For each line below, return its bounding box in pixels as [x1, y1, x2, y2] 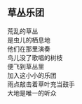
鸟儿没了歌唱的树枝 [7, 53, 63, 62]
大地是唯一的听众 [7, 88, 57, 97]
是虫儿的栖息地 [7, 35, 50, 44]
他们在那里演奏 [7, 45, 50, 53]
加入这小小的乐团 [7, 71, 57, 79]
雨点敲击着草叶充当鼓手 [7, 80, 75, 88]
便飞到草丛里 [7, 62, 44, 71]
